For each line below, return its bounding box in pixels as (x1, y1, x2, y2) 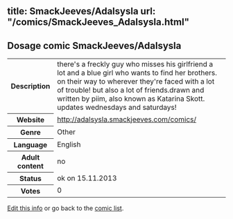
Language (13, 140, 48, 149)
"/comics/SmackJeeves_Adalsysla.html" (7, 17, 189, 28)
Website (16, 115, 45, 124)
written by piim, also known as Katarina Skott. (56, 94, 205, 104)
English (56, 140, 81, 149)
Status (19, 173, 42, 183)
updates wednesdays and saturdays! (56, 103, 177, 113)
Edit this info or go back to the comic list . (7, 204, 124, 212)
